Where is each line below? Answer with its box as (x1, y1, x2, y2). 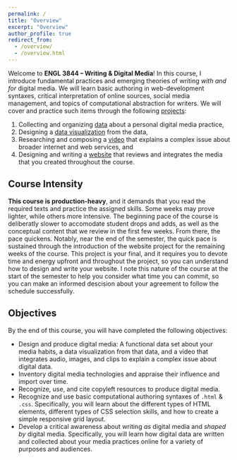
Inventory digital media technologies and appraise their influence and (18, 370, 220, 378)
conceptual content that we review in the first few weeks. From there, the (8, 226, 221, 235)
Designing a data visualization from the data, (18, 128, 149, 136)
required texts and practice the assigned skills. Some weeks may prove (8, 204, 215, 212)
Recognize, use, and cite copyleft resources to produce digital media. (18, 385, 221, 393)
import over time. (18, 377, 68, 385)
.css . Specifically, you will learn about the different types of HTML (18, 399, 211, 408)
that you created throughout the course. (18, 157, 135, 166)
